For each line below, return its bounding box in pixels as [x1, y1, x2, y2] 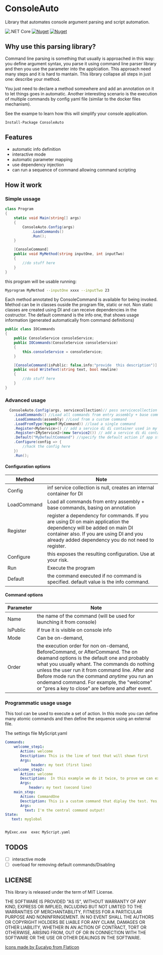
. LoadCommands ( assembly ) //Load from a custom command [14, 417, 127, 422]
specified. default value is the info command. [47, 578, 149, 585]
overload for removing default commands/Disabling [12, 862, 115, 867]
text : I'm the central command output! [24, 808, 105, 813]
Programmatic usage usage [5, 699, 72, 706]
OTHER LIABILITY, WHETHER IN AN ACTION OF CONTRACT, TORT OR [5, 924, 147, 930]
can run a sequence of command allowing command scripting [12, 166, 136, 173]
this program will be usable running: [5, 278, 77, 284]
